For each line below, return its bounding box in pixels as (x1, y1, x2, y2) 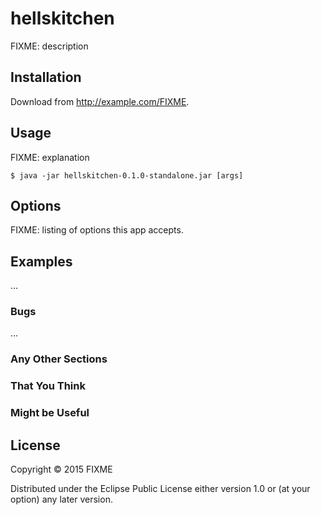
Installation (10, 69, 82, 86)
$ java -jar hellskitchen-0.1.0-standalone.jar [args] (10, 170, 244, 181)
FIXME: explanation (10, 151, 90, 163)
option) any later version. (10, 493, 113, 506)
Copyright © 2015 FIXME (10, 463, 113, 476)
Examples (10, 253, 73, 270)
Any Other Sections (10, 352, 108, 366)
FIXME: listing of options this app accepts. (10, 224, 184, 236)
